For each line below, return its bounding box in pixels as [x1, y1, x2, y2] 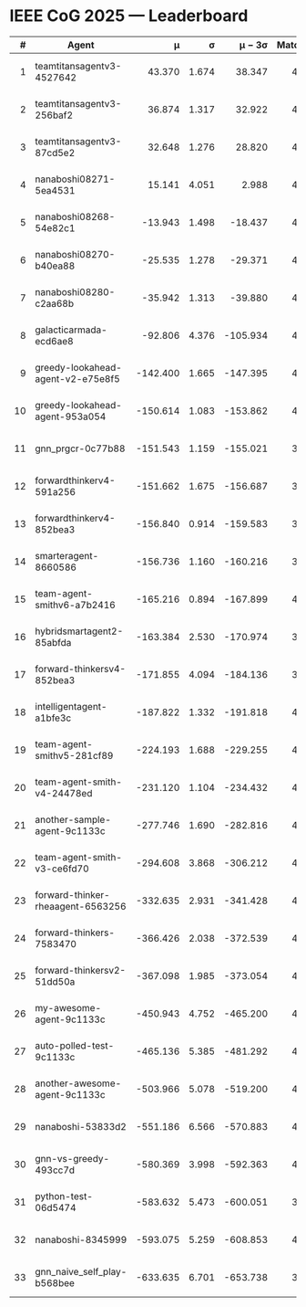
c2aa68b [35, 297, 75, 310]
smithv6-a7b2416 [35, 598, 116, 611]
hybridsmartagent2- [35, 625, 124, 638]
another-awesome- [35, 1077, 122, 1090]
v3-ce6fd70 [35, 862, 89, 875]
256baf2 [35, 109, 74, 121]
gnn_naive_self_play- [35, 1265, 127, 1278]
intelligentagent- [35, 700, 107, 712]
